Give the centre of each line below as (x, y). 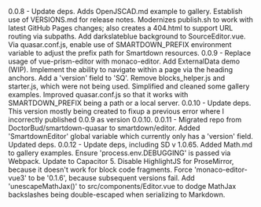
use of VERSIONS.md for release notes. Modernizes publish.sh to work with (131, 20)
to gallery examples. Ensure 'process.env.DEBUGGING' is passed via (119, 153)
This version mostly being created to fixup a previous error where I (116, 111)
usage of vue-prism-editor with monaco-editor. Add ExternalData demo (124, 61)
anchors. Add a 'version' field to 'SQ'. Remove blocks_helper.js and (117, 78)
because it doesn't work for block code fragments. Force (100, 169)
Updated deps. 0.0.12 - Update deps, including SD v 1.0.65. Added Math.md (130, 145)
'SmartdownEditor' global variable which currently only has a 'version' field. (131, 136)
